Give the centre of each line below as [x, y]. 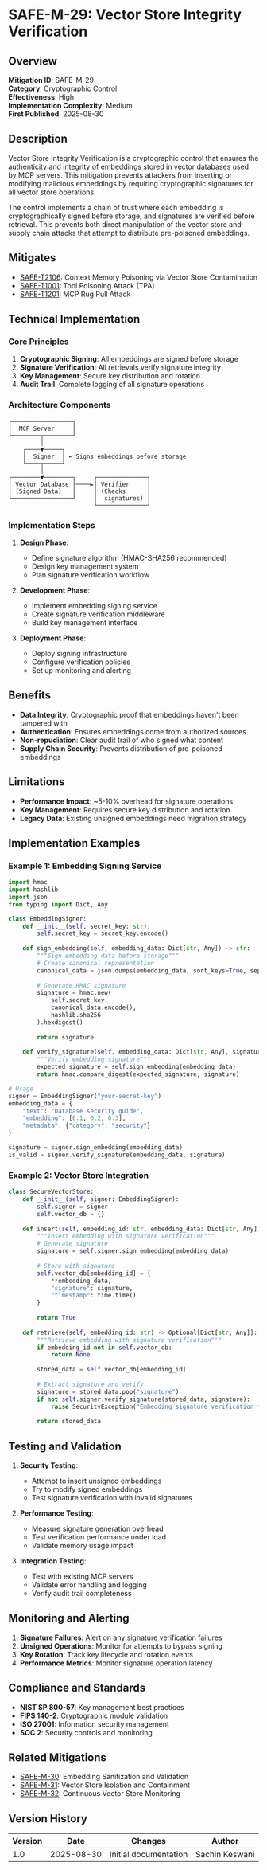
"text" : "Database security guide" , [83, 1111]
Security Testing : [48, 1465]
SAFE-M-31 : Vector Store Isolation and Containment [105, 1785]
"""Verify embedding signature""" [94, 1060]
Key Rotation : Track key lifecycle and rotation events [106, 1654]
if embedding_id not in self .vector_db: [104, 1348]
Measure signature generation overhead [97, 1528]
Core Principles [39, 342]
